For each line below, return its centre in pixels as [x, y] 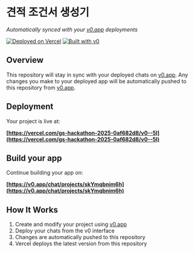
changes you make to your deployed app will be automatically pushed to [96, 81]
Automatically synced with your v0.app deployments [72, 29]
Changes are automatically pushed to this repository [80, 237]
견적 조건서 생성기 [48, 12]
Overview [25, 60]
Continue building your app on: [45, 173]
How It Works [32, 210]
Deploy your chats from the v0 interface [65, 231]
